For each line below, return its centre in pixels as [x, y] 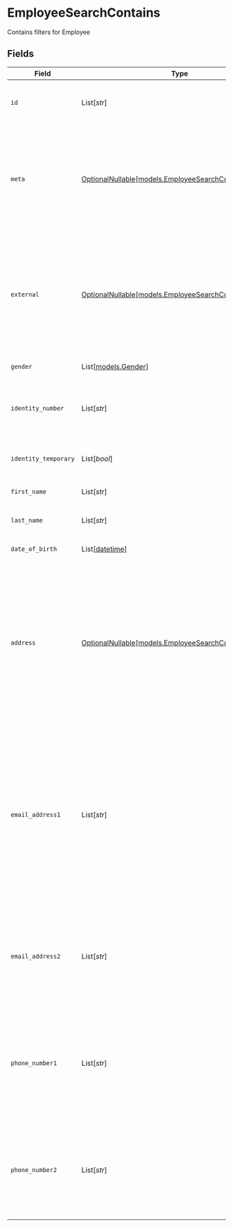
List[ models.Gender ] [115, 366]
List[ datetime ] [104, 549]
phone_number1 [34, 1063]
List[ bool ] [97, 459]
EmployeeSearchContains [84, 13]
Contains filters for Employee [49, 32]
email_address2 [36, 956]
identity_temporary [43, 459]
